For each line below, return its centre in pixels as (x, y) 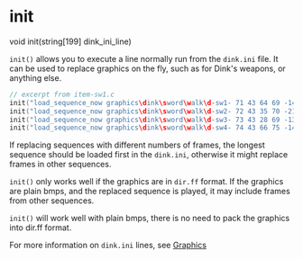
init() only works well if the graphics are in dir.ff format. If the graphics (147, 182)
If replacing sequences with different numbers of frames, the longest (138, 145)
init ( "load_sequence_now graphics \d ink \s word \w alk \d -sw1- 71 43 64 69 (145, 103)
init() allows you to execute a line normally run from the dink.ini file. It (144, 58)
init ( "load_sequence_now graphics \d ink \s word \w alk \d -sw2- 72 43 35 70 (145, 111)
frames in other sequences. (60, 165)
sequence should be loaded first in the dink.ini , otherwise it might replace (149, 155)
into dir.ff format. (41, 228)
